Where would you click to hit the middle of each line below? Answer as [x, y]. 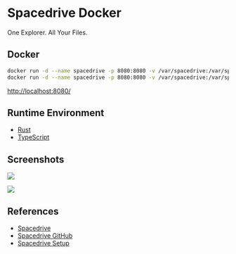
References [33, 211]
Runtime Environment [56, 113]
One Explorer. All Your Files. [47, 32]
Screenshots [36, 159]
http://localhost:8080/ [39, 91]
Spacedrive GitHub [45, 235]
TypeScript [33, 137]
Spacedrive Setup [44, 243]
